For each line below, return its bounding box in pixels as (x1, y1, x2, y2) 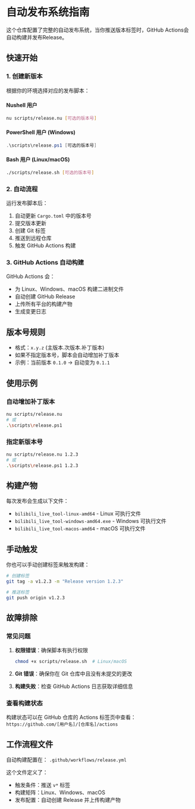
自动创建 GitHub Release (14, 293, 76, 300)
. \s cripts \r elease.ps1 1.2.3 (6, 462, 78, 468)
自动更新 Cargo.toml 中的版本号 (14, 212, 92, 219)
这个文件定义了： (6, 769, 48, 776)
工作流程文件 (6, 739, 54, 749)
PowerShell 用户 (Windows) (6, 129, 76, 136)
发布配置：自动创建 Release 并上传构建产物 (14, 796, 121, 804)
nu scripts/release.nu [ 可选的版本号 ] (6, 115, 97, 121)
